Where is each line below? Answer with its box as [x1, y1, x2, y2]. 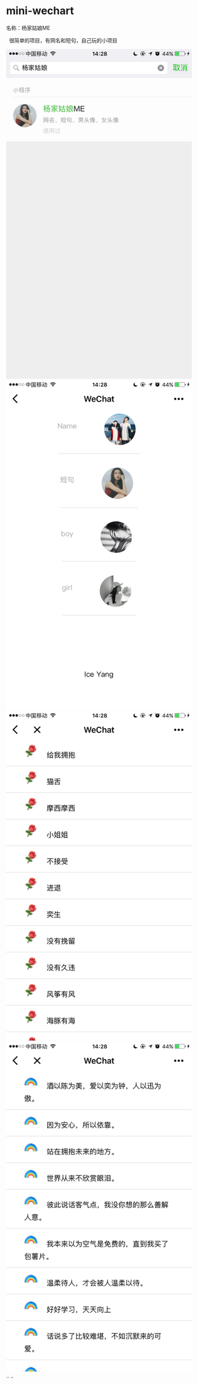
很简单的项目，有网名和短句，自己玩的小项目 [8, 37, 118, 44]
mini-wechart [6, 4, 74, 18]
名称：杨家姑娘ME [6, 24, 51, 31]
